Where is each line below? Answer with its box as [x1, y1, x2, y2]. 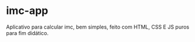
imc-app [6, 4, 49, 17]
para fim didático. [6, 29, 49, 36]
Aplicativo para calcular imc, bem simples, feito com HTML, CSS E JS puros [6, 23, 190, 30]
